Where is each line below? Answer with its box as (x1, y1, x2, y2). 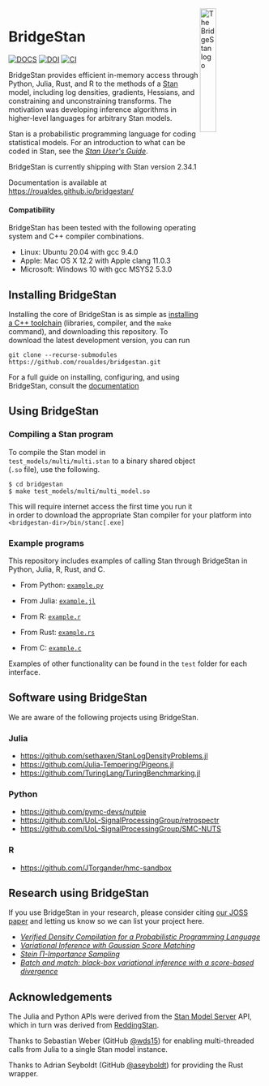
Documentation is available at (8, 178, 107, 187)
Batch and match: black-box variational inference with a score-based (19, 958, 254, 968)
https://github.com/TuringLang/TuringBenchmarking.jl (19, 768, 201, 778)
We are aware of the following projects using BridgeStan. (8, 712, 199, 722)
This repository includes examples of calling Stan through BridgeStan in (8, 556, 248, 565)
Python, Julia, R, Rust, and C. (8, 564, 105, 574)
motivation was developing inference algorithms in (8, 105, 177, 114)
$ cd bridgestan (8, 480, 63, 488)
